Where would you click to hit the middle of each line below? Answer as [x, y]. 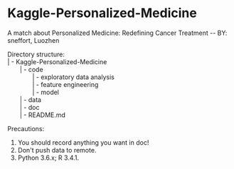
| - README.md [43, 115]
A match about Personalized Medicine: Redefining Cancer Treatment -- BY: [117, 33]
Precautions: [26, 128]
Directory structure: [36, 54]
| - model [46, 92]
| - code [32, 69]
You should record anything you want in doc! [83, 142]
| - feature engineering [65, 84]
